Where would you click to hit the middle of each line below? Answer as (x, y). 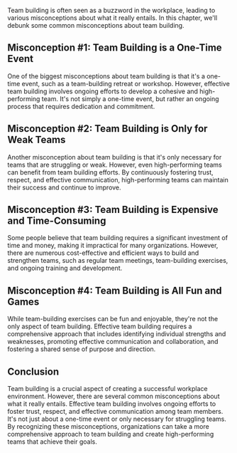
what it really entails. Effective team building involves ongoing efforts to (112, 404)
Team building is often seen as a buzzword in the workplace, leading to (111, 10)
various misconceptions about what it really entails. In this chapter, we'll (112, 18)
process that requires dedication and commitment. (81, 106)
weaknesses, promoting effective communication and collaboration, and (113, 342)
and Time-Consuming (57, 221)
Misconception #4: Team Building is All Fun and (115, 290)
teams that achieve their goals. (52, 442)
